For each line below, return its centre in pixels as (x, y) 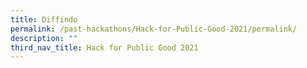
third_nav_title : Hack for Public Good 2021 (104, 47)
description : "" (44, 38)
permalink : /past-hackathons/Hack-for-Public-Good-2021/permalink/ (154, 29)
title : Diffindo (44, 19)
